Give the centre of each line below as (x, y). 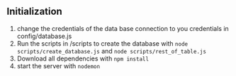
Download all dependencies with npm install (83, 58)
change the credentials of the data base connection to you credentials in (123, 28)
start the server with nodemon (58, 65)
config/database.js (44, 36)
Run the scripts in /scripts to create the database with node (102, 43)
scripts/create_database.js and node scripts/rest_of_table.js (112, 51)
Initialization (35, 12)
